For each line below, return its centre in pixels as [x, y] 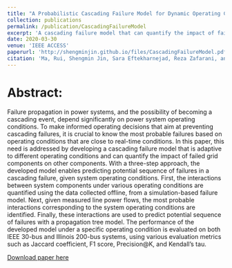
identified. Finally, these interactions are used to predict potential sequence [114, 214]
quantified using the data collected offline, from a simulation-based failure [113, 192]
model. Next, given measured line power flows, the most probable [101, 200]
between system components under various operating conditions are [105, 185]
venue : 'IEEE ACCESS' [38, 46]
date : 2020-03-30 [32, 39]
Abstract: [35, 92]
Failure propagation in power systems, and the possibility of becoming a [110, 112]
